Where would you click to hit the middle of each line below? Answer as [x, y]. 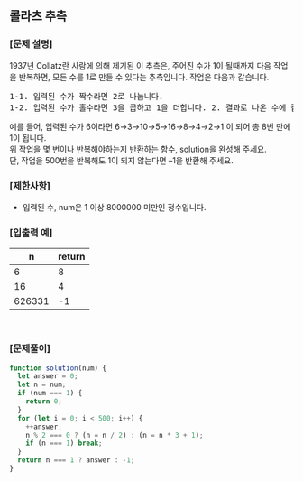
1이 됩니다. [28, 137]
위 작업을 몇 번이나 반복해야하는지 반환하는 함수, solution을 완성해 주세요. [138, 149]
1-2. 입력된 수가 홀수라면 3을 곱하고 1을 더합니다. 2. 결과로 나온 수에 [148, 107]
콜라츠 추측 [38, 16]
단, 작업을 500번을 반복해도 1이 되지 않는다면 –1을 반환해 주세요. [121, 160]
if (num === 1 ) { [50, 393]
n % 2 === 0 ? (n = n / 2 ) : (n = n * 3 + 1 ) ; [115, 435]
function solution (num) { [58, 368]
